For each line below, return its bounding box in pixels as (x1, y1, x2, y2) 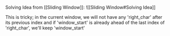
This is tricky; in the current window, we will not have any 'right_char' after (5, 14, 163, 20)
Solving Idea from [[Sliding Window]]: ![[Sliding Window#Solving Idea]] (5, 5, 156, 10)
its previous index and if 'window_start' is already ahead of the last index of (5, 20, 165, 25)
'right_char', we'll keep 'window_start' (5, 25, 85, 31)
